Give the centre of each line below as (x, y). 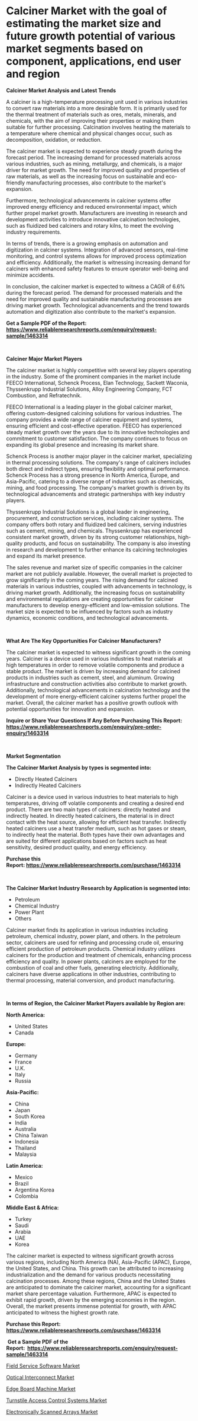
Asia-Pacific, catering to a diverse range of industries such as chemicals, (95, 481)
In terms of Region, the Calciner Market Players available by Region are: (96, 1003)
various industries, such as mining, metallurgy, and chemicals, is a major (94, 164)
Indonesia (27, 1141)
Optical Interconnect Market (40, 1377)
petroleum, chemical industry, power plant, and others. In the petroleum (93, 936)
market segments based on (75, 49)
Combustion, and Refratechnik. (44, 395)
